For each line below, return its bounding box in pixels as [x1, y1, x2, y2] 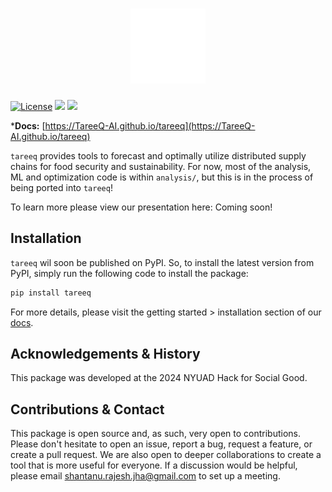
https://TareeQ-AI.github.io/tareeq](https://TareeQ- [44, 119, 256, 132]
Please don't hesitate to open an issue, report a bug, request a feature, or [10, 438, 313, 450]
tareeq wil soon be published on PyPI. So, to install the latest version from [10, 256, 315, 268]
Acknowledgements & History [10, 346, 201, 363]
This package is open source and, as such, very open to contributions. [10, 428, 301, 440]
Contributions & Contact [10, 401, 165, 418]
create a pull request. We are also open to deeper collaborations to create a [10, 449, 322, 461]
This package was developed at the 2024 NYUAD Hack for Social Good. [10, 372, 308, 384]
